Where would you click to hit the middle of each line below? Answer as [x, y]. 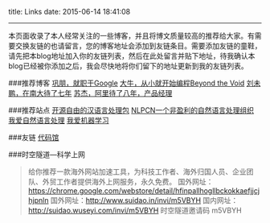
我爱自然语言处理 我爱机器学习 [59, 120]
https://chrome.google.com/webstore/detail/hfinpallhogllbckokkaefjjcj [143, 191]
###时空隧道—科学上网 [47, 155]
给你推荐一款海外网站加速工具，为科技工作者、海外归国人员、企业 [137, 171]
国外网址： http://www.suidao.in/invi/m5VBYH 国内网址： [144, 200]
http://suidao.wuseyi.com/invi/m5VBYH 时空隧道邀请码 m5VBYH [135, 210]
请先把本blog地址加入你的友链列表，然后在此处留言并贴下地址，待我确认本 [132, 56]
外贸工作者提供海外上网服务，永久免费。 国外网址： [128, 182]
